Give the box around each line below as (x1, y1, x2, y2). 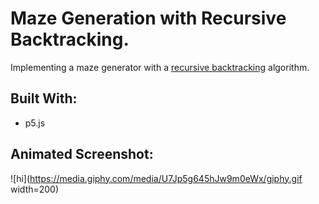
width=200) (10, 183, 60, 195)
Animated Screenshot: (10, 146, 154, 163)
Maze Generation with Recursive (10, 7, 287, 30)
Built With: (10, 90, 78, 107)
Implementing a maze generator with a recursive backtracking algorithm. (10, 61, 310, 73)
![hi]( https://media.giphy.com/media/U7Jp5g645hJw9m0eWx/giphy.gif (10, 172, 303, 184)
